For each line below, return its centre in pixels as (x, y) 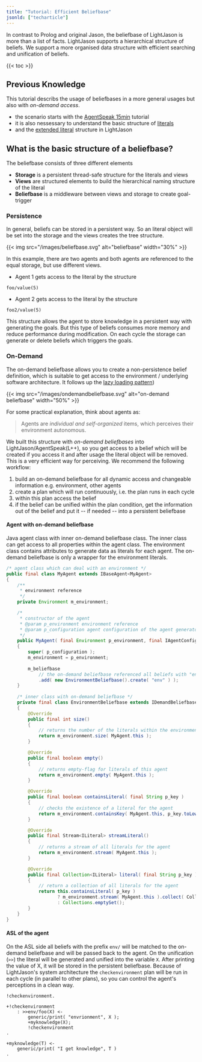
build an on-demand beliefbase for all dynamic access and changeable (103, 479)
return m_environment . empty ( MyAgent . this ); (96, 775)
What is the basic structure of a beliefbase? (90, 148)
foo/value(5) (23, 288)
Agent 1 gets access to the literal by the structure (76, 277)
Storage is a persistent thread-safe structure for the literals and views (101, 175)
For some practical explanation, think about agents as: (73, 412)
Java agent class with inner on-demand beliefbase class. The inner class (96, 538)
